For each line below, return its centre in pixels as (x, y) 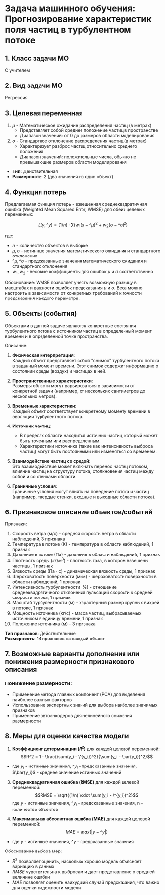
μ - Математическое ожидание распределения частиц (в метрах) (82, 125)
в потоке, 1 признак (33, 608)
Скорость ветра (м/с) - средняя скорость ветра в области (74, 534)
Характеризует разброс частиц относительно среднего (78, 146)
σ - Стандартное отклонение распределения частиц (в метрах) (80, 141)
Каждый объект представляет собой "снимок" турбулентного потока (86, 360)
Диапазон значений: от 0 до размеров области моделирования (87, 135)
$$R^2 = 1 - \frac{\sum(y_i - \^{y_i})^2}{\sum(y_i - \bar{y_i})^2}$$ (87, 757)
